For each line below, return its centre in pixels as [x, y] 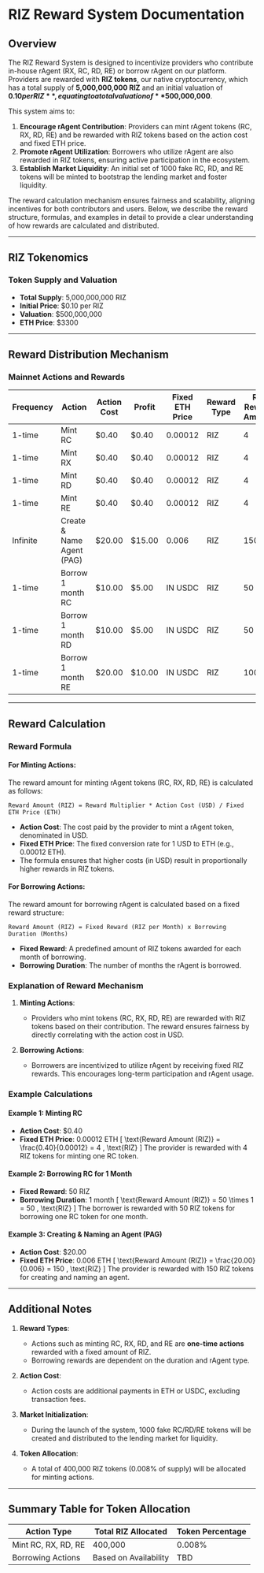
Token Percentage [211, 1531]
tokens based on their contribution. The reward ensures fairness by [140, 1027]
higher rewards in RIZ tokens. [67, 868]
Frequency [33, 407]
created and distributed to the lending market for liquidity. [125, 1438]
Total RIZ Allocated [130, 1531]
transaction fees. [59, 1399]
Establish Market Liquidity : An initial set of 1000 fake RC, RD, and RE [131, 168]
